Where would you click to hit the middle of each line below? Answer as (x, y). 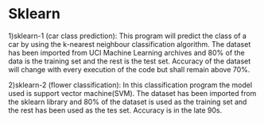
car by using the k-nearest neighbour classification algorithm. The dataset (130, 44)
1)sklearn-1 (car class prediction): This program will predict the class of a (127, 36)
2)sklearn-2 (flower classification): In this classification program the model (130, 85)
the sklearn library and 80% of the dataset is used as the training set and (128, 102)
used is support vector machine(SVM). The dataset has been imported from (132, 93)
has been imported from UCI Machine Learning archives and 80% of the (126, 52)
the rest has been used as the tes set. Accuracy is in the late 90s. (115, 110)
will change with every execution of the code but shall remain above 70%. (129, 69)
